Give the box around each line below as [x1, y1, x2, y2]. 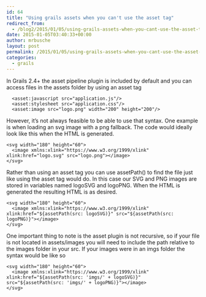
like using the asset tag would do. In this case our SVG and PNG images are [6, 175, 197, 182]
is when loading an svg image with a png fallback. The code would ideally [6, 123, 193, 130]
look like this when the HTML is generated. [6, 130, 115, 137]
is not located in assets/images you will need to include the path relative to [6, 238, 195, 246]
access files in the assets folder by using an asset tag [6, 83, 142, 91]
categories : [6, 55, 37, 61]
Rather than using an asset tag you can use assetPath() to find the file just [6, 168, 193, 176]
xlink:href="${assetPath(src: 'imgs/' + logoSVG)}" [6, 274, 141, 280]
